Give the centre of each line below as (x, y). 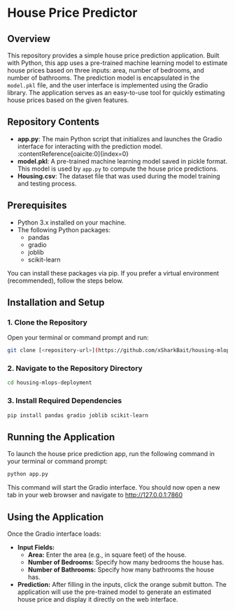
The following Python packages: (64, 229)
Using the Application (56, 517)
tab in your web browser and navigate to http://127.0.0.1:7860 (95, 495)
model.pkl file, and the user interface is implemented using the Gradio (108, 85)
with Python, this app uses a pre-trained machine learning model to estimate (117, 63)
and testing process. (47, 183)
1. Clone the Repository (47, 322)
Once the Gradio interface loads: (54, 534)
